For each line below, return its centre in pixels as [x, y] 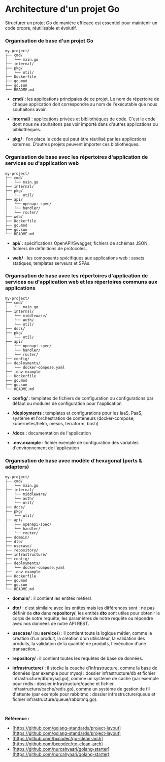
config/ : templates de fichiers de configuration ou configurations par [83, 398]
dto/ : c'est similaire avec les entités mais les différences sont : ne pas [83, 608]
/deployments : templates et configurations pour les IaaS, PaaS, [77, 413]
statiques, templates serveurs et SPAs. [51, 263]
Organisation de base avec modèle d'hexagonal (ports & [74, 461]
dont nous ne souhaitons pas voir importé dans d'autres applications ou [85, 124]
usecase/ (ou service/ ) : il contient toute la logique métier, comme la [82, 633]
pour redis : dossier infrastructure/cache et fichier [63, 684]
